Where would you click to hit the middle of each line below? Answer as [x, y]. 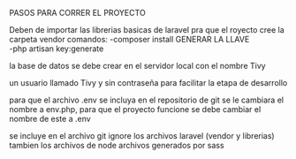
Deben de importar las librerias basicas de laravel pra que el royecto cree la [147, 30]
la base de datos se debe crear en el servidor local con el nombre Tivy [138, 66]
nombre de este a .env [50, 119]
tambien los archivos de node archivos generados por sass [117, 145]
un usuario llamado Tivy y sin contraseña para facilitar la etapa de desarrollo [148, 83]
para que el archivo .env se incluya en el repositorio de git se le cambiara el [147, 100]
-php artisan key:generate [57, 49]
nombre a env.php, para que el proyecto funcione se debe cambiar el [135, 109]
